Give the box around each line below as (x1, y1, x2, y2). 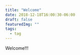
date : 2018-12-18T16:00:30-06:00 (5, 12, 75, 17)
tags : (5, 26, 17, 32)
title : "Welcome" (5, 7, 42, 13)
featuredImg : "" (5, 21, 39, 27)
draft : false (5, 17, 33, 22)
